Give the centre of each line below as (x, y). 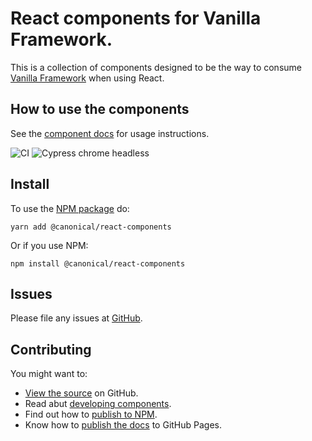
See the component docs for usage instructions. (110, 133)
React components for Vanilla (136, 18)
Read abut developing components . (98, 404)
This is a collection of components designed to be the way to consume (156, 67)
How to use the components (100, 109)
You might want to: (49, 374)
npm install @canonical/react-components (98, 263)
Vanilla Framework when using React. (87, 78)
